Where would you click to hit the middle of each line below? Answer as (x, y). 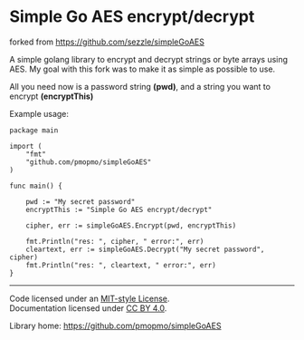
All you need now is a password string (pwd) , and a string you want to (140, 86)
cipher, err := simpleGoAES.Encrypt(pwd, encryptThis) (131, 225)
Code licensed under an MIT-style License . (90, 298)
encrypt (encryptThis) (52, 96)
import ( (26, 146)
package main (34, 130)
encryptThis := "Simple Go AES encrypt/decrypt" (119, 209)
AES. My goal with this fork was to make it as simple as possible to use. (142, 69)
